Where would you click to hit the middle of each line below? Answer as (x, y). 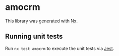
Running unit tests (34, 36)
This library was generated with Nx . (41, 21)
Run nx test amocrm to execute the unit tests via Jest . (60, 48)
